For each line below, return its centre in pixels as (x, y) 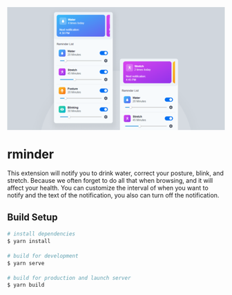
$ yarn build (26, 285)
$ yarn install (29, 242)
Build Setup (32, 217)
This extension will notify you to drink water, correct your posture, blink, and (116, 173)
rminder (30, 154)
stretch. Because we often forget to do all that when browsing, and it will (110, 181)
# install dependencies (41, 234)
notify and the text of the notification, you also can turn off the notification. (113, 195)
